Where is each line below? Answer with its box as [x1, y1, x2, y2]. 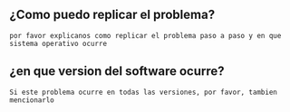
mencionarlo [9, 95, 54, 105]
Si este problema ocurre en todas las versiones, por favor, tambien [9, 88, 278, 97]
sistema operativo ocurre [9, 39, 107, 48]
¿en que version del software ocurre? [9, 63, 225, 79]
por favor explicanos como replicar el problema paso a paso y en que [9, 31, 282, 40]
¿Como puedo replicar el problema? [9, 7, 216, 23]
